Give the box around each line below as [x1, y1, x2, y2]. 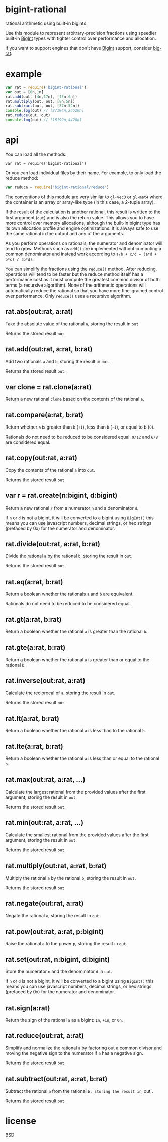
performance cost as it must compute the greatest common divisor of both [5, 276, 160, 282]
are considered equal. [5, 439, 51, 445]
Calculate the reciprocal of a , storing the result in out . [5, 690, 116, 696]
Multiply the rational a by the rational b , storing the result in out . [5, 875, 136, 881]
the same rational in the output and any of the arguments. [5, 230, 124, 236]
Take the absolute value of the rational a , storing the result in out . [5, 321, 140, 327]
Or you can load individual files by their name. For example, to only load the [5, 170, 162, 176]
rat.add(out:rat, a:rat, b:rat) [5, 345, 93, 353]
